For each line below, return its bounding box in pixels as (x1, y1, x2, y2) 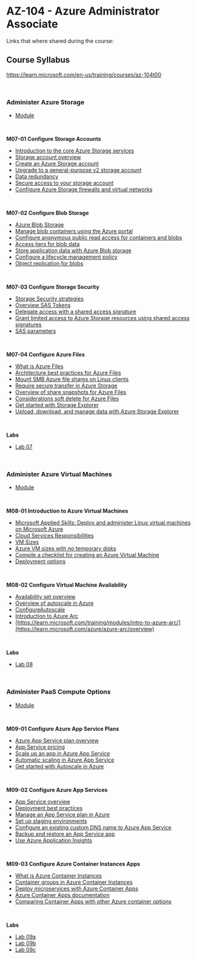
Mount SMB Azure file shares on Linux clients (15, 375, 129, 383)
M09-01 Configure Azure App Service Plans (6, 725, 119, 732)
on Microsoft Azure (15, 525, 64, 533)
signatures (15, 321, 42, 329)
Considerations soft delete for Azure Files (15, 395, 119, 402)
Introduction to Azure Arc (15, 612, 79, 620)
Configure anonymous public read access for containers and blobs (15, 234, 182, 241)
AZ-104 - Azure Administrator (6, 4, 160, 18)
